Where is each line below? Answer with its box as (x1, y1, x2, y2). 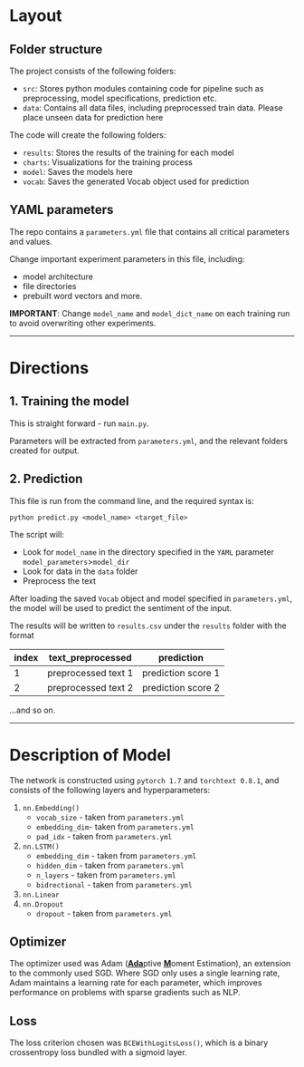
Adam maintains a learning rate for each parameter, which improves (9, 977, 262, 988)
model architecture (22, 271, 93, 282)
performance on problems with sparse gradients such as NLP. (9, 987, 241, 998)
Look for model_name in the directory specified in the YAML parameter (22, 546, 274, 558)
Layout (9, 5, 62, 26)
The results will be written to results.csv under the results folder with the (9, 620, 287, 631)
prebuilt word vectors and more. (22, 290, 143, 301)
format (9, 629, 34, 640)
